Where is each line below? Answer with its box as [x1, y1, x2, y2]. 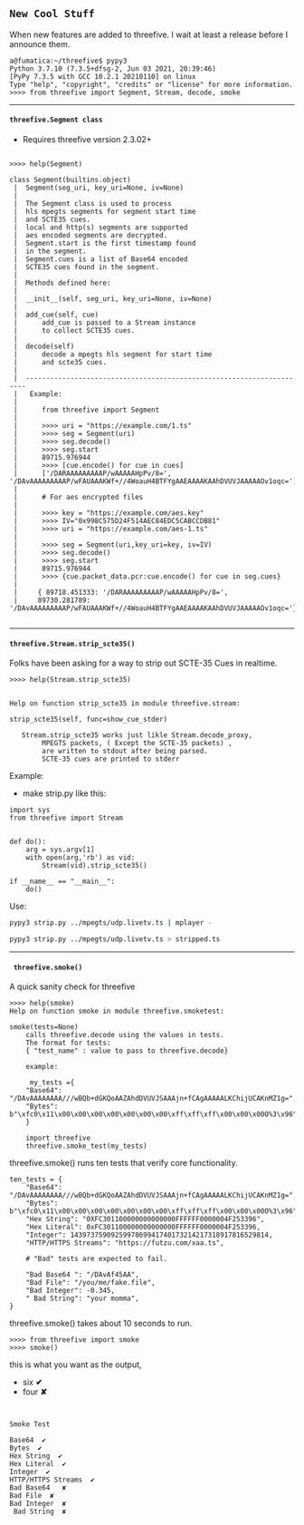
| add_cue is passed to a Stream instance [13, 318, 196, 327]
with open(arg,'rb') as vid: [25, 853, 136, 862]
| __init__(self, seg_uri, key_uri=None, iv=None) [13, 295, 213, 304]
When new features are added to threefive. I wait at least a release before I [9, 29, 288, 40]
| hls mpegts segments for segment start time [13, 208, 196, 217]
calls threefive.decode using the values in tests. [25, 1031, 224, 1040]
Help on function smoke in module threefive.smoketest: [9, 1006, 224, 1016]
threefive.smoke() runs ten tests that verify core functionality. [9, 1158, 238, 1169]
